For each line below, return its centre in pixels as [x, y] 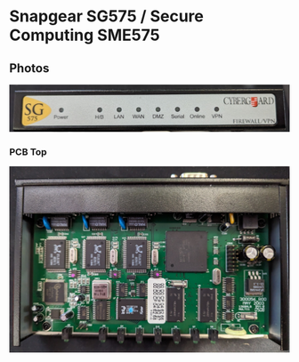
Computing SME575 [85, 35]
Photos [29, 68]
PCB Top [28, 152]
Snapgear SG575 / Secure [107, 16]
